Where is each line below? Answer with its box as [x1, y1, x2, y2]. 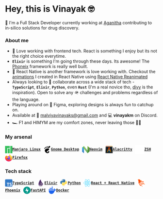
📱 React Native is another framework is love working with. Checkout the [12, 69, 156, 75]
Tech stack [5, 168, 32, 175]
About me [5, 37, 29, 44]
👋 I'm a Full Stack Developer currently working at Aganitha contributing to [5, 19, 152, 25]
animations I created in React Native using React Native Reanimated [12, 74, 148, 80]
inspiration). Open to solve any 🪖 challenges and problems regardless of [12, 90, 158, 96]
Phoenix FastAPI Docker [5, 188, 69, 193]
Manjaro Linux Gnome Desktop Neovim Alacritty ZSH [12, 147, 151, 152]
